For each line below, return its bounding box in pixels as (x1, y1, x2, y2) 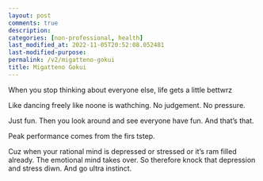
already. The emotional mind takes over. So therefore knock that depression (8, 155, 256, 164)
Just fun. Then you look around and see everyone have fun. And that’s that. (8, 116, 255, 125)
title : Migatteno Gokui (8, 64, 87, 71)
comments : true (8, 19, 59, 27)
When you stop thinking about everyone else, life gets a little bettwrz (8, 85, 232, 94)
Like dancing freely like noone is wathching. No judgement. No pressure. (8, 100, 246, 110)
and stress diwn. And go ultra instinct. (8, 164, 132, 173)
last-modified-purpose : (8, 48, 87, 56)
